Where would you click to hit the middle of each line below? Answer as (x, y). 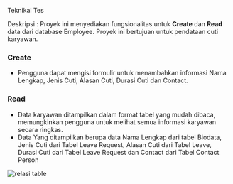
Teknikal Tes (26, 10)
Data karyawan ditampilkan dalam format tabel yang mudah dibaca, (116, 114)
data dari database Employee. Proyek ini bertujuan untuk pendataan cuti (113, 32)
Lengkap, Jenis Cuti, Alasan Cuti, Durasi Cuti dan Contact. (103, 80)
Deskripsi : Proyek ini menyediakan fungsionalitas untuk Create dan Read (115, 24)
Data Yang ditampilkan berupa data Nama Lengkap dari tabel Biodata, (120, 137)
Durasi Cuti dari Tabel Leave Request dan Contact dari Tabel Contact (118, 152)
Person (28, 160)
